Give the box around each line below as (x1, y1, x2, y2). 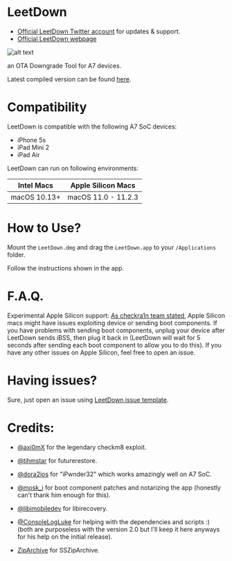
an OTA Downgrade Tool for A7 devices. (7, 61, 122, 70)
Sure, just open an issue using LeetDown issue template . (7, 396, 169, 404)
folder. (7, 250, 26, 259)
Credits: (7, 420, 55, 435)
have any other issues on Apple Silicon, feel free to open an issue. (7, 348, 196, 357)
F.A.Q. (7, 288, 44, 304)
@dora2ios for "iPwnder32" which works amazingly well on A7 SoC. (17, 470, 213, 478)
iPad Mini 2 (17, 143, 50, 152)
